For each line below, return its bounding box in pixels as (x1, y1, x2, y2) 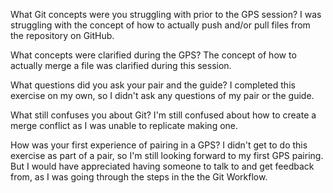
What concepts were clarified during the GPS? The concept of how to (10, 49, 297, 61)
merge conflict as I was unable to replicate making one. (10, 120, 239, 131)
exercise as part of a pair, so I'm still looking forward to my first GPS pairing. (10, 150, 324, 161)
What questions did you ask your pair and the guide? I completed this (10, 79, 296, 91)
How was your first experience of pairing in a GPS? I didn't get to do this (10, 139, 308, 151)
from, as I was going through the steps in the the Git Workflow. (10, 171, 268, 183)
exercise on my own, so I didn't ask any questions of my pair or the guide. (10, 90, 315, 101)
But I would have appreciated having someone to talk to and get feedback (10, 160, 315, 172)
